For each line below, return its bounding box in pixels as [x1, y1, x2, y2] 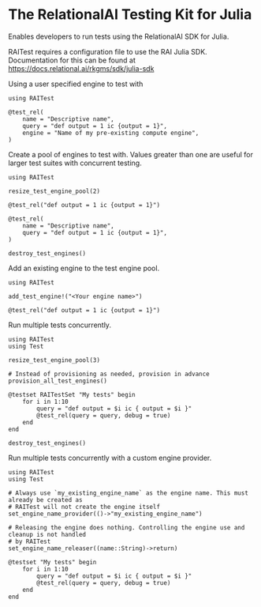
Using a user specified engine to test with [8, 79, 144, 89]
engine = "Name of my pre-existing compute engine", [22, 129, 199, 137]
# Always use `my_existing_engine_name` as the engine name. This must [8, 488, 248, 497]
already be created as [8, 496, 83, 503]
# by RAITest [8, 537, 51, 545]
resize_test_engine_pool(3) [8, 356, 101, 364]
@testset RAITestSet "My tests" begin [8, 390, 136, 398]
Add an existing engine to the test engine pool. [8, 263, 160, 273]
